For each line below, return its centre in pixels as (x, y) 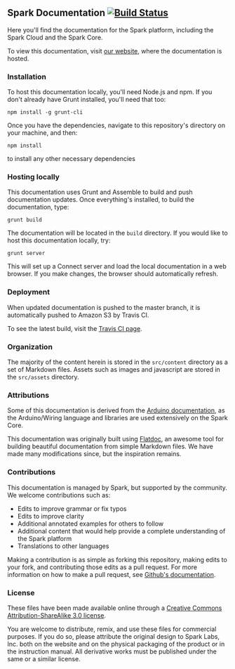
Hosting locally (33, 177)
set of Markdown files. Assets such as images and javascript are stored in (114, 369)
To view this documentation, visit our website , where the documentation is (115, 51)
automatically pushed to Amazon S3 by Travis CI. (78, 315)
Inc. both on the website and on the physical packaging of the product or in (116, 644)
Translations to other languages (63, 546)
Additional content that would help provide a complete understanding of (121, 531)
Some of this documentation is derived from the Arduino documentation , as (116, 410)
